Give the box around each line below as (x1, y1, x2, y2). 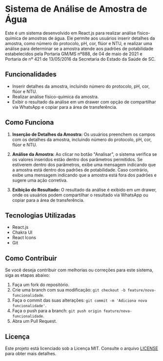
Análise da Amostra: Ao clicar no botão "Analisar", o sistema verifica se (12, 151, 157, 157)
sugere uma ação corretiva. (12, 177, 68, 183)
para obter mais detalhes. (5, 351, 57, 356)
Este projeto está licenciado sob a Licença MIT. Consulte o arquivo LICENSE (5, 345, 159, 351)
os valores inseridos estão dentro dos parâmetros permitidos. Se (12, 156, 143, 162)
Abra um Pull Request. (12, 318, 57, 324)
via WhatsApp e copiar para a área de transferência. (12, 104, 118, 110)
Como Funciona (5, 119, 54, 127)
